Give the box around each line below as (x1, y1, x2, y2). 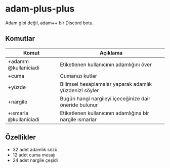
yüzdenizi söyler (60, 87, 99, 94)
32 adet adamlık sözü (12, 146, 58, 152)
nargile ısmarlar (60, 116, 97, 123)
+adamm (8, 58, 29, 65)
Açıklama (99, 49, 123, 56)
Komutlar (5, 34, 35, 43)
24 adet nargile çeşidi (12, 157, 58, 163)
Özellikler (5, 133, 36, 142)
